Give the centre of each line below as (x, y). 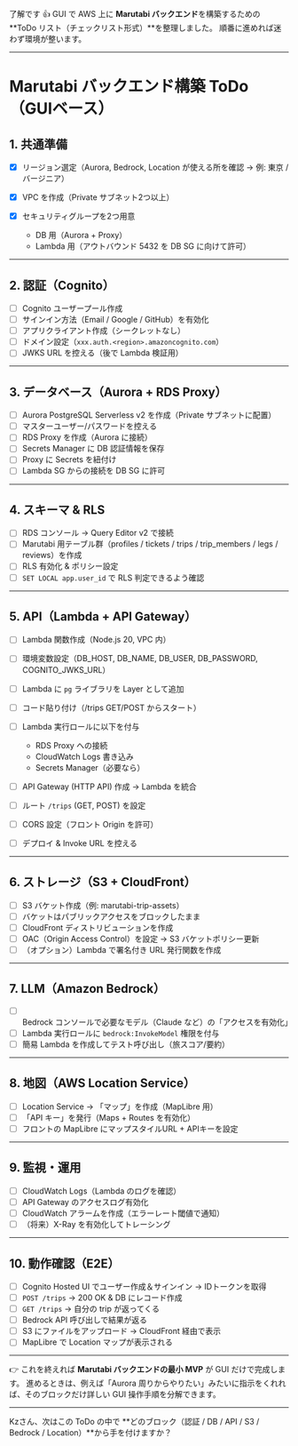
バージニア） (45, 179)
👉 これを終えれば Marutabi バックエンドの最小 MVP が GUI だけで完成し (144, 1370)
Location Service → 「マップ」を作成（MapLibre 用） (120, 1106)
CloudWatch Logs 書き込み (85, 756)
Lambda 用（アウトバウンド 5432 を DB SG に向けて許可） (143, 246)
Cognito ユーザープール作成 (72, 308)
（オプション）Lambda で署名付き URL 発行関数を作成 (122, 950)
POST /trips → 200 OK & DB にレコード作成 (102, 1298)
